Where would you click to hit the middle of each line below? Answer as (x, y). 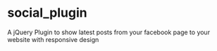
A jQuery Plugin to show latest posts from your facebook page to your (108, 32)
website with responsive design (53, 39)
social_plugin (47, 13)
